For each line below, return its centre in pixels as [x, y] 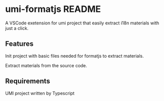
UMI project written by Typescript [40, 93]
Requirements [28, 81]
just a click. [17, 28]
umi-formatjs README [53, 9]
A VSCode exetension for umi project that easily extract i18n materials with [82, 23]
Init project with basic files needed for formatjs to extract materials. [74, 56]
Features [19, 44]
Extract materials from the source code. [46, 65]
